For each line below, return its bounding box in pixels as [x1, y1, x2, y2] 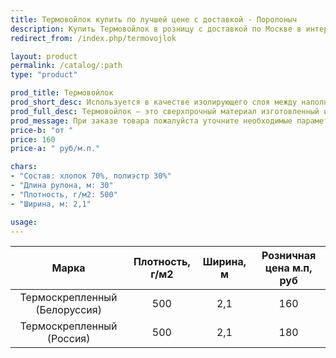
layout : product [10, 51, 78, 61]
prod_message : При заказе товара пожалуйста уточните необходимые [10, 116, 293, 126]
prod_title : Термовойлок [10, 88, 114, 98]
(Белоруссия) [35, 303, 102, 317]
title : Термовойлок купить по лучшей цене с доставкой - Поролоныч [10, 14, 298, 25]
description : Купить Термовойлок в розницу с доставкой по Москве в [10, 24, 302, 34]
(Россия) [46, 332, 91, 346]
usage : [10, 217, 38, 227]
